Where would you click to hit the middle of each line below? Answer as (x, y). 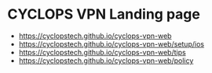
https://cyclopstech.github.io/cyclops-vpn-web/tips (102, 52)
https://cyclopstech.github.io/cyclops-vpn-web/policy (106, 61)
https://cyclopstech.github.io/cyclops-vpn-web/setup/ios (111, 43)
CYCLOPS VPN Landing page (104, 14)
